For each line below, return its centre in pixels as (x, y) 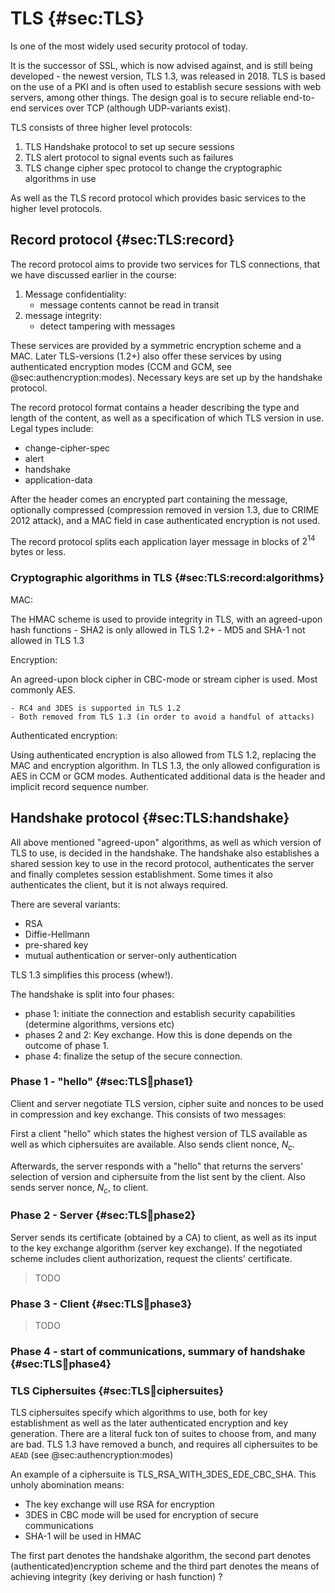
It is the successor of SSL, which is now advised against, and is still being (161, 65)
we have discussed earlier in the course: (93, 274)
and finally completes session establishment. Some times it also (141, 874)
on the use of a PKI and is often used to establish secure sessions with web (166, 86)
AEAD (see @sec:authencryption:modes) (92, 1455)
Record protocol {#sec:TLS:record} (122, 240)
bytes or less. (38, 552)
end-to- (299, 97)
